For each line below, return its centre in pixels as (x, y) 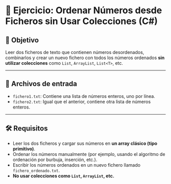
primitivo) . (24, 149)
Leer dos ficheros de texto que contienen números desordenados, (75, 52)
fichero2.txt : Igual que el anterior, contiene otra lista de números (82, 101)
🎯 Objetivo (22, 40)
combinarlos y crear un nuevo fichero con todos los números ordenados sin (85, 58)
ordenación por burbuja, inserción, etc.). (55, 160)
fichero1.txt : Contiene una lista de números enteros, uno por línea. (84, 96)
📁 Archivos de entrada (41, 84)
